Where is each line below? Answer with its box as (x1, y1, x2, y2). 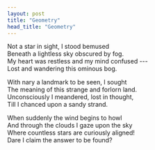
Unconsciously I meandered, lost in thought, (7, 93, 134, 101)
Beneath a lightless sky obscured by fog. (7, 50, 124, 58)
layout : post (7, 10, 45, 17)
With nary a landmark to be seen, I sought (7, 78, 127, 87)
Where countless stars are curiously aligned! (7, 128, 136, 137)
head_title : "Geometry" (7, 23, 76, 30)
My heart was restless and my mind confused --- (7, 57, 148, 66)
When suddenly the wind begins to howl (7, 114, 122, 122)
